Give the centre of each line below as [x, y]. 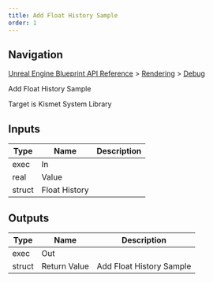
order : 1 [22, 23]
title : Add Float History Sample [63, 15]
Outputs [29, 218]
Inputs [24, 129]
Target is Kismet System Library [60, 104]
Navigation [35, 55]
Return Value [65, 266]
